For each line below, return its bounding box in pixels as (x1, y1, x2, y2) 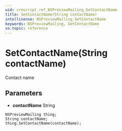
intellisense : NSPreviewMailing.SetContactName (5, 16, 106, 21)
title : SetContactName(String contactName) (5, 12, 97, 17)
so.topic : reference (5, 26, 48, 31)
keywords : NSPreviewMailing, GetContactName (5, 21, 99, 26)
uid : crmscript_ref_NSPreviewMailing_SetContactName (5, 7, 117, 12)
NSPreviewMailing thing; (5, 112, 57, 117)
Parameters (5, 89, 42, 97)
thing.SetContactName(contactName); (5, 120, 81, 125)
